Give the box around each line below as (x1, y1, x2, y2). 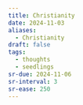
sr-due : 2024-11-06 (8, 70, 72, 78)
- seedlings (15, 63, 55, 71)
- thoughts (15, 56, 51, 64)
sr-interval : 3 (8, 77, 58, 85)
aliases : (8, 26, 37, 34)
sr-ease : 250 (8, 84, 51, 93)
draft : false (8, 41, 51, 49)
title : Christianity (8, 11, 76, 20)
